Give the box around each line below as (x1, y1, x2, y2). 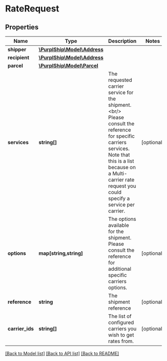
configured (108, 319, 134, 326)
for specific (108, 133, 135, 140)
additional (108, 265, 132, 272)
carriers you (108, 325, 137, 332)
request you (108, 182, 137, 189)
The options (108, 215, 137, 222)
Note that (108, 152, 130, 158)
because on (108, 164, 136, 171)
